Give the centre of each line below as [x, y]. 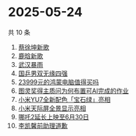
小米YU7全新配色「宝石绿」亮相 [64, 99]
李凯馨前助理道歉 [43, 126]
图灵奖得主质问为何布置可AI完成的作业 [73, 91]
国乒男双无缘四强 [43, 73]
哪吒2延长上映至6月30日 [54, 116]
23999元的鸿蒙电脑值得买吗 [59, 82]
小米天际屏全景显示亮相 [52, 108]
